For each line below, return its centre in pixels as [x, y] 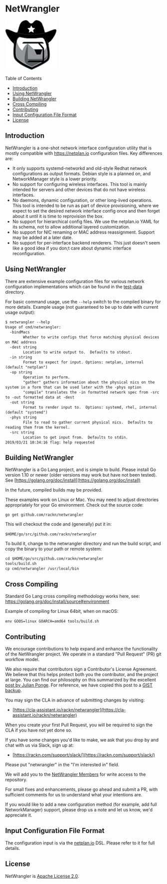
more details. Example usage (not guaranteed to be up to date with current [82, 307]
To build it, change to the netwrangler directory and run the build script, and [83, 544]
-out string [22, 402]
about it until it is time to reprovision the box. [58, 216]
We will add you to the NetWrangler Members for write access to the [76, 774]
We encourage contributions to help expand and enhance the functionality [82, 649]
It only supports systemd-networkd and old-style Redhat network [80, 168]
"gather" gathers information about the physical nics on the [89, 382]
